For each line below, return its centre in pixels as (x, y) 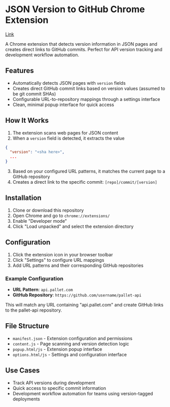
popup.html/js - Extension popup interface (57, 349)
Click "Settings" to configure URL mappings (58, 260)
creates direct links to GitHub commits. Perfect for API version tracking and (84, 49)
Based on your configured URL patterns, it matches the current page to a (89, 172)
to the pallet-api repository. (34, 310)
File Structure (27, 326)
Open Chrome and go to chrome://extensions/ (61, 215)
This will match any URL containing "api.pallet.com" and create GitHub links (84, 304)
